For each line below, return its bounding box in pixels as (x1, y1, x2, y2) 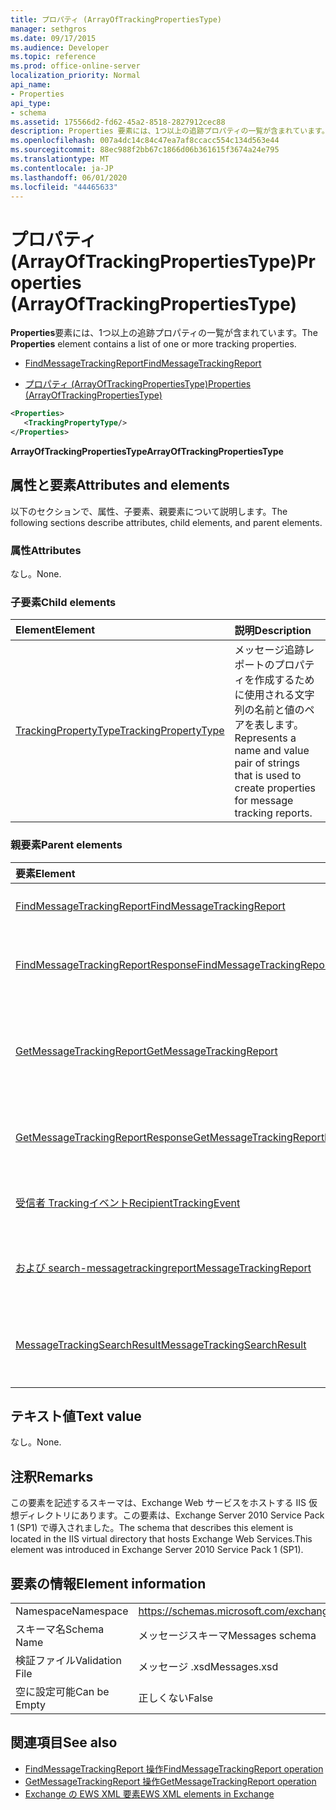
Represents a (234, 731, 297, 745)
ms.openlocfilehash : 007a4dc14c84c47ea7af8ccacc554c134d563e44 (10, 136, 280, 146)
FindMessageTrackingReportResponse (15, 957, 198, 971)
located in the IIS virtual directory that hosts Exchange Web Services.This (10, 1533, 313, 1545)
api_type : (10, 98, 52, 108)
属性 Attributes (10, 543, 82, 557)
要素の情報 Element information (10, 1575, 207, 1592)
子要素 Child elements (10, 595, 117, 609)
